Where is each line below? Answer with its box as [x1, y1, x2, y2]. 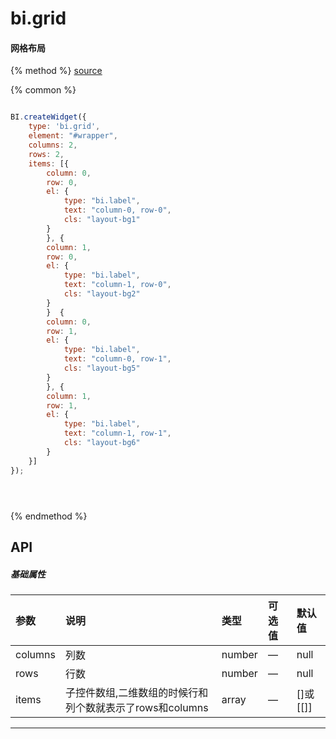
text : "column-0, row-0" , [63, 205, 172, 216]
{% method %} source [10, 65, 103, 77]
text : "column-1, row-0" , [63, 280, 172, 290]
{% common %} [10, 84, 77, 96]
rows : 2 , [28, 149, 65, 159]
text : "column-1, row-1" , [63, 428, 172, 439]
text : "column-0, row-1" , [63, 354, 172, 364]
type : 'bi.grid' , [28, 122, 101, 132]
